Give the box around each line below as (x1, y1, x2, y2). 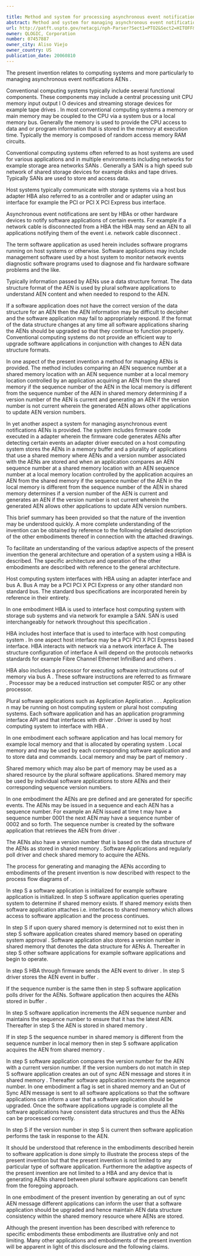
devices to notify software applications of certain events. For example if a (6, 216, 186, 224)
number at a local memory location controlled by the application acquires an (6, 470, 193, 477)
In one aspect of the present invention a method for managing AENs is (6, 358, 179, 365)
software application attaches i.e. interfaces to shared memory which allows (6, 905, 193, 913)
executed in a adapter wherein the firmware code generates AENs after (6, 433, 181, 440)
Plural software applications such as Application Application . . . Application (6, 697, 192, 704)
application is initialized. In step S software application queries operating (6, 893, 184, 900)
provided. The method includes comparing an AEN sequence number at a (6, 364, 187, 371)
